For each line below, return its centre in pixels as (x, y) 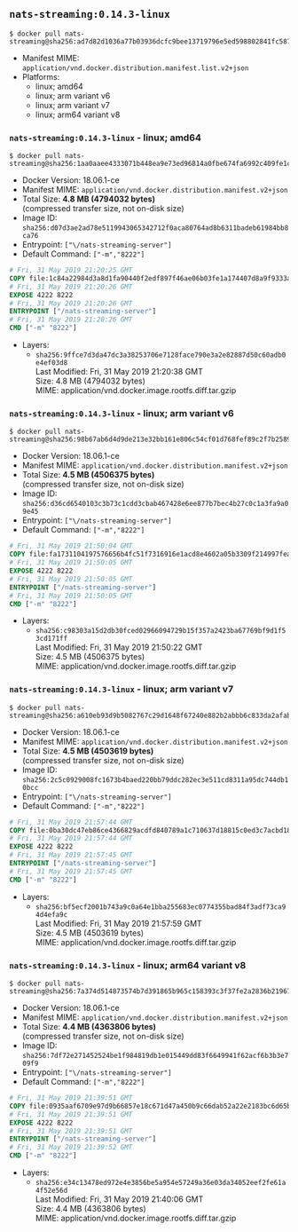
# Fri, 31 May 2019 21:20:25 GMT (71, 271)
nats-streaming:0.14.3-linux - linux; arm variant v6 (122, 414)
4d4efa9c (51, 914)
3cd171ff (51, 639)
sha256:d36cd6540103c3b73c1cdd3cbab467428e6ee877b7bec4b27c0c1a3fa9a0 (155, 504)
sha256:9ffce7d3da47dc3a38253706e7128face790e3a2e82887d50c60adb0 (161, 355)
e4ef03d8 (51, 363)
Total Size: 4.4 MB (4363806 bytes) (89, 1027)
